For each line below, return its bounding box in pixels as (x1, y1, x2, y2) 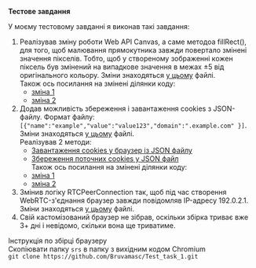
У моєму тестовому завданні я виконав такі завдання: (8, 22, 190, 31)
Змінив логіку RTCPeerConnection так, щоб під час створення (19, 188, 227, 196)
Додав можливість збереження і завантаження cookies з (19, 104, 212, 113)
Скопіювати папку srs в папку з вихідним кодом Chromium (8, 244, 206, 254)
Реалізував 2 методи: (19, 138, 92, 146)
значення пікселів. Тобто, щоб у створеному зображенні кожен (19, 54, 233, 63)
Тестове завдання (8, 7, 71, 16)
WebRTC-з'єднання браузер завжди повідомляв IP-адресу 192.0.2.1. (19, 196, 249, 205)
